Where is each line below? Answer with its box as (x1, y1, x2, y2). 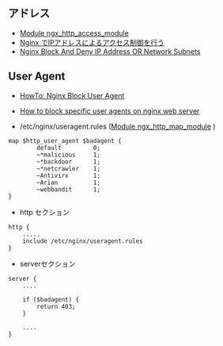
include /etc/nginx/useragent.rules (22, 236, 144, 245)
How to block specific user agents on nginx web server (19, 106, 200, 116)
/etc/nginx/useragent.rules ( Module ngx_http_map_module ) (19, 121, 216, 131)
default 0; (36, 144, 101, 152)
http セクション (19, 207, 70, 217)
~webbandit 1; (36, 185, 101, 194)
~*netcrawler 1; (36, 164, 101, 172)
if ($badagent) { (22, 295, 80, 303)
